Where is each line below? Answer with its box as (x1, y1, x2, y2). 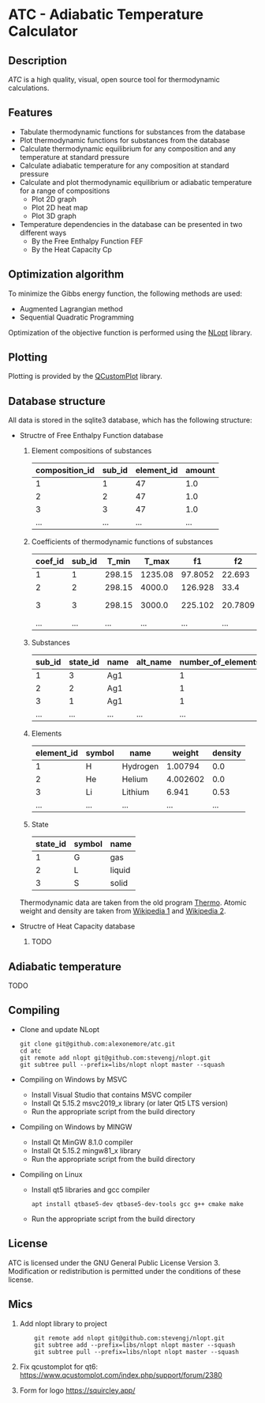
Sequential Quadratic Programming (19, 312, 134, 322)
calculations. (8, 83, 50, 93)
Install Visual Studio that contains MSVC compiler (31, 1090, 192, 1099)
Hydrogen (121, 761, 159, 772)
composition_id (35, 465, 95, 476)
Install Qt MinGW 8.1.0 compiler (31, 1137, 133, 1147)
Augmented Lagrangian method (19, 304, 124, 313)
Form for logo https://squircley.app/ (19, 1386, 136, 1395)
